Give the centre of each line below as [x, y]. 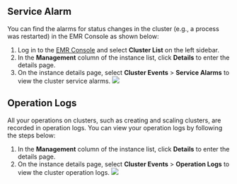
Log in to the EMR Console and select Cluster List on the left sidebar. [118, 50]
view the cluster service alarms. [64, 81]
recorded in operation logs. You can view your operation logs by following [115, 127]
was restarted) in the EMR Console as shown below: [83, 36]
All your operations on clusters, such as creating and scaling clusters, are [114, 120]
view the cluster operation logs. [63, 172]
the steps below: [31, 135]
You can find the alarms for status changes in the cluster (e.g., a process [113, 28]
